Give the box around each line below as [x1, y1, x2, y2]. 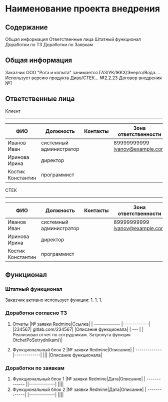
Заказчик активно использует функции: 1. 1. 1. [5, 297, 102, 303]
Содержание [5, 23, 48, 32]
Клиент [5, 108, 21, 114]
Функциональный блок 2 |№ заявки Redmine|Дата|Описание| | [12, 386, 146, 392]
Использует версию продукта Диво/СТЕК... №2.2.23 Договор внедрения [5, 75, 162, 81]
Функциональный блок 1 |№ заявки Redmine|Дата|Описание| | [12, 375, 146, 381]
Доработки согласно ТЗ [5, 309, 67, 316]
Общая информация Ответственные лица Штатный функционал [5, 36, 141, 42]
